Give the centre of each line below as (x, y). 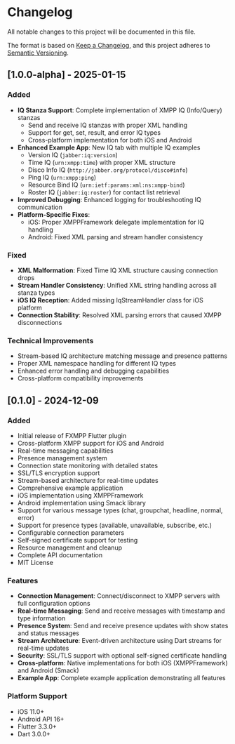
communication (40, 207)
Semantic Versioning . (38, 53)
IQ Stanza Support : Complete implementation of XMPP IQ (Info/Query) (120, 110)
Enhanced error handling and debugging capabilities (93, 371)
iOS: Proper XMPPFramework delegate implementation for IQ (116, 222)
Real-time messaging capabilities (65, 451)
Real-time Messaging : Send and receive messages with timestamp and (121, 611)
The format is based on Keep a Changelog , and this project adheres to (109, 45)
